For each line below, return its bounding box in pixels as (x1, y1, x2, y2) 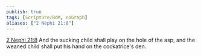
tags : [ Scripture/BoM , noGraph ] (6, 14, 88, 20)
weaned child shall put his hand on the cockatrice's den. (6, 43, 147, 50)
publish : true (6, 8, 42, 15)
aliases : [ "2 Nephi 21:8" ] (6, 20, 74, 26)
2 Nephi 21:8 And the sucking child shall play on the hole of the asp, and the (6, 37, 196, 44)
